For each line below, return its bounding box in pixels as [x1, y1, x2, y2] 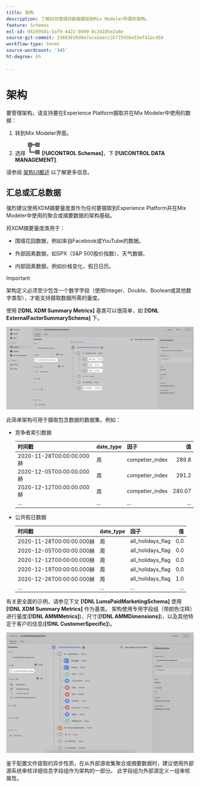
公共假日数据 [14, 513, 46, 520]
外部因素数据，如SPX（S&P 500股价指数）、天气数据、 [14, 250, 149, 257]
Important [6, 274, 30, 282]
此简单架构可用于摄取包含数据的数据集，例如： [6, 416, 121, 423]
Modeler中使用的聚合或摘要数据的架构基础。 [6, 212, 115, 219]
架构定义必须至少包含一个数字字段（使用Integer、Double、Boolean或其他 [6, 287, 186, 294]
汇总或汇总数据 [6, 187, 61, 197]
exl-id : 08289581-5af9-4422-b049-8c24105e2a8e [6, 29, 124, 35]
